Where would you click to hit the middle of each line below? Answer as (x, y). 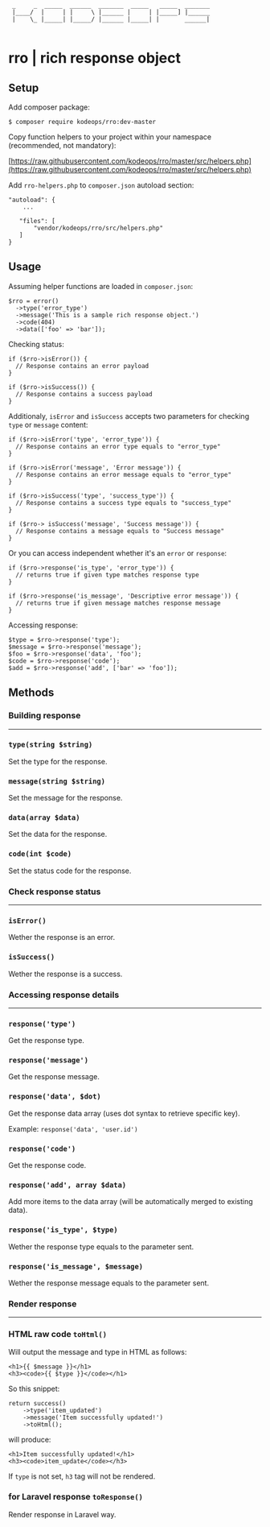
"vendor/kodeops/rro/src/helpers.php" (98, 228)
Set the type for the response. (58, 761)
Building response (45, 716)
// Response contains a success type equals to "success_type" (123, 503)
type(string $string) (51, 745)
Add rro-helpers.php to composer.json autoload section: (101, 185)
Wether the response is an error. (62, 937)
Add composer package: (49, 107)
